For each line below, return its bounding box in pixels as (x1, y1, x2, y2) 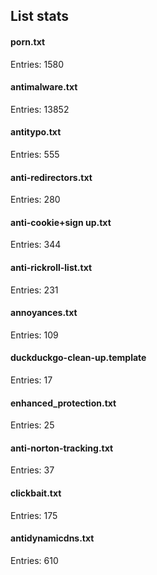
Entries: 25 (10, 419, 55, 431)
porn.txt (10, 35, 46, 48)
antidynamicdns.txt (10, 532, 95, 544)
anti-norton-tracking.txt (10, 442, 114, 454)
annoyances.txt (10, 307, 78, 319)
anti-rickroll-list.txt (10, 262, 93, 273)
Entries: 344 (10, 239, 62, 251)
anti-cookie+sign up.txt (10, 216, 112, 228)
